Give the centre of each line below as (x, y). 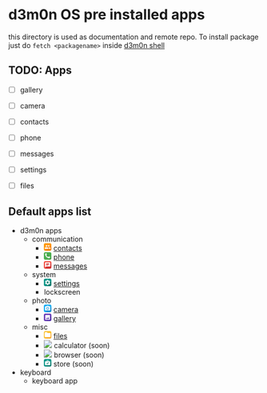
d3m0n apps (41, 230)
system (44, 274)
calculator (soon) (82, 345)
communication (58, 239)
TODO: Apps (40, 71)
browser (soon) (79, 355)
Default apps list (50, 211)
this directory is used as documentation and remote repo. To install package (133, 37)
